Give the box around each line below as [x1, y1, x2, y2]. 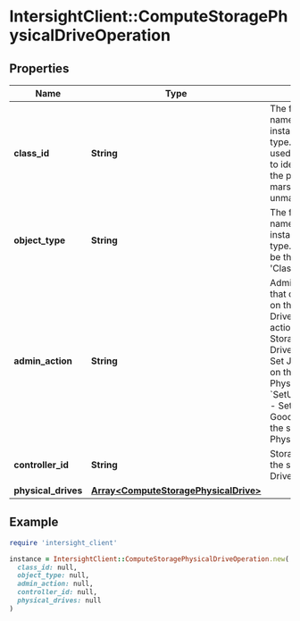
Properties [9, 61, 70, 76]
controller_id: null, [17, 588, 98, 597]
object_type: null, [17, 571, 90, 580]
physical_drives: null [17, 596, 102, 605]
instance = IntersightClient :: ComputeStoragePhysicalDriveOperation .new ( [9, 554, 290, 564]
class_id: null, [17, 563, 78, 572]
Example [9, 515, 59, 530]
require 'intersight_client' [9, 538, 118, 547]
